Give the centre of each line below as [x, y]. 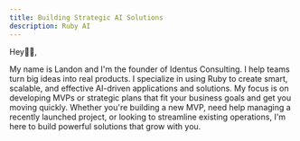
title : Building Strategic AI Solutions [87, 18]
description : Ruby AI [50, 26]
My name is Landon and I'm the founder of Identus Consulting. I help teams [150, 69]
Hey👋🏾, [23, 51]
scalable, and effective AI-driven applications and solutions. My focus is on [149, 88]
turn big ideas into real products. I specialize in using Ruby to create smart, [149, 78]
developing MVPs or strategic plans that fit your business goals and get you [150, 97]
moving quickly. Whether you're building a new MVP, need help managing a [150, 107]
